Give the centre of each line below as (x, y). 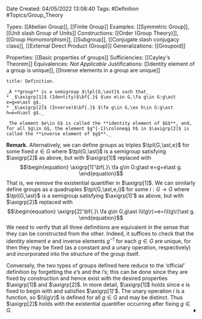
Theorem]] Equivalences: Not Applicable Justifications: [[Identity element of (101, 64)
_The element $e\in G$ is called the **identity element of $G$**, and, (99, 123)
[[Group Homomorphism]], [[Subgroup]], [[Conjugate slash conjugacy (93, 39)
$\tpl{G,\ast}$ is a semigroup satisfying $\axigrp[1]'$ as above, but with (95, 196)
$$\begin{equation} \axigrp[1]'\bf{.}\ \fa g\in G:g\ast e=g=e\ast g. (101, 167)
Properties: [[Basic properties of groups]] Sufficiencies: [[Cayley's (88, 57)
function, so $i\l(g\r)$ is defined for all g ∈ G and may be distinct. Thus (95, 297)
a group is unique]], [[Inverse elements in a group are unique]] (83, 70)
